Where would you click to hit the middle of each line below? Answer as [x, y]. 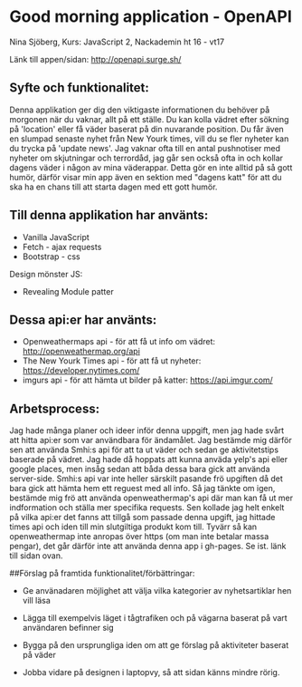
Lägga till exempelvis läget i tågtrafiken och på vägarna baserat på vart [155, 618]
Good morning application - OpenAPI [151, 17]
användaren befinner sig [68, 628]
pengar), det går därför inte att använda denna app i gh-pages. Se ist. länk [148, 547]
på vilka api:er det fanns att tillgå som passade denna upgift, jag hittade [142, 518]
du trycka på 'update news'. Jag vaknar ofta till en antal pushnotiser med [145, 148]
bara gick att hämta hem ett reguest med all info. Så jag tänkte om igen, [142, 489]
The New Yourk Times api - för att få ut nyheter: [112, 361]
